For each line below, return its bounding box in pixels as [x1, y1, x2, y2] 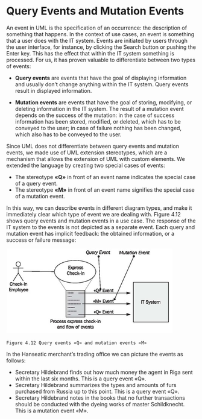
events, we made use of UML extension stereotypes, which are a [6, 149, 168, 156]
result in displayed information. [14, 87, 92, 94]
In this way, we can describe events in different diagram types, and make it [6, 204, 192, 212]
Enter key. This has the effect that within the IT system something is [6, 49, 175, 57]
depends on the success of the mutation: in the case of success [14, 112, 175, 119]
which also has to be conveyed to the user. [14, 131, 122, 138]
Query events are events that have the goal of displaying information [14, 74, 187, 81]
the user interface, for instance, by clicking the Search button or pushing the [6, 43, 196, 51]
